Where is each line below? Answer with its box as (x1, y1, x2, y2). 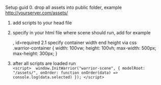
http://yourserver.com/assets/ (5, 10, 68, 16)
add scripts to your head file (12, 20, 72, 26)
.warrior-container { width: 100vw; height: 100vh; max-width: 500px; (12, 45, 156, 51)
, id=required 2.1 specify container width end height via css (12, 39, 137, 46)
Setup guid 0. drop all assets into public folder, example (5, 5, 122, 10)
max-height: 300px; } (12, 51, 58, 56)
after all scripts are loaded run (12, 60, 76, 66)
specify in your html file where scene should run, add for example (12, 30, 151, 35)
